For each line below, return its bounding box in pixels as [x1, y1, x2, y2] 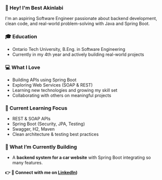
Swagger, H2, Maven [12, 126, 55, 132]
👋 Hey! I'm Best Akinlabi [5, 4, 64, 11]
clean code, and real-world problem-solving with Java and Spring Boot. [5, 21, 150, 26]
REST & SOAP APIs [12, 116, 51, 122]
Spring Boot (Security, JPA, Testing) [12, 121, 85, 127]
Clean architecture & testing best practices [12, 132, 99, 137]
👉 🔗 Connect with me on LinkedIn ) [5, 170, 78, 176]
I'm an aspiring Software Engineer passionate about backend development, [5, 16, 158, 22]
